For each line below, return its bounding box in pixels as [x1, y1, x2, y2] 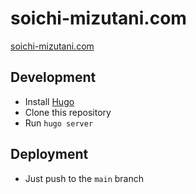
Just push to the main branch [24, 172, 145, 184]
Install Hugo [24, 95, 75, 107]
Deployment [10, 146, 89, 163]
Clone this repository [24, 106, 112, 118]
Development [10, 69, 97, 86]
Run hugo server [24, 117, 94, 129]
